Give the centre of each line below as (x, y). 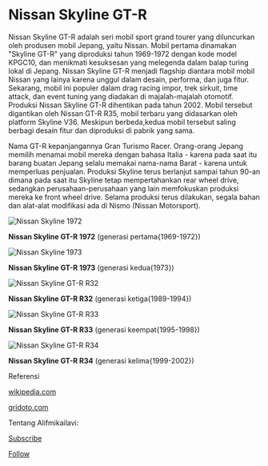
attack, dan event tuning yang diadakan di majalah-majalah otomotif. (121, 96)
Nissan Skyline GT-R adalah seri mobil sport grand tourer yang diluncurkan (132, 37)
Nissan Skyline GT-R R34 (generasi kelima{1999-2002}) (101, 360)
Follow (19, 453)
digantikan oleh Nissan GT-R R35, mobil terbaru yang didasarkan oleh (123, 113)
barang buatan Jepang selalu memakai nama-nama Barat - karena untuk (128, 163)
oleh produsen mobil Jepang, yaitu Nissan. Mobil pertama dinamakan (123, 45)
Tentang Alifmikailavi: (44, 423)
